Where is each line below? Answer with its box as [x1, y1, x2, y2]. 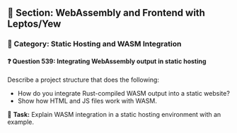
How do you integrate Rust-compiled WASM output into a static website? [17, 89, 230, 97]
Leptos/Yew [7, 18, 62, 30]
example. [7, 118, 34, 126]
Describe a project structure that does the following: [7, 75, 159, 84]
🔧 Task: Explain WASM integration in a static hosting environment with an [7, 110, 221, 118]
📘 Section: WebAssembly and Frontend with [7, 7, 205, 19]
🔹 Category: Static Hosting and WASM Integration [7, 39, 182, 49]
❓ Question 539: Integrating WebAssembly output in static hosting [7, 57, 207, 65]
